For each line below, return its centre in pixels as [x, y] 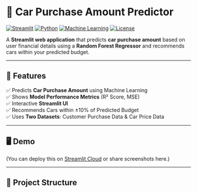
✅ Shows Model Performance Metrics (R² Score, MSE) [73, 97]
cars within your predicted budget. [48, 52]
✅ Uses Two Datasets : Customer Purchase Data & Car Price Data [85, 116]
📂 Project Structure [42, 182]
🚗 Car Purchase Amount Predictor [90, 12]
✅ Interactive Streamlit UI [37, 103]
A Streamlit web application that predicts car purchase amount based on [96, 39]
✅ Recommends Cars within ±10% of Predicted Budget [72, 110]
